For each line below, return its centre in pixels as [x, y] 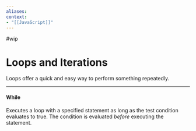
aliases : [17, 11]
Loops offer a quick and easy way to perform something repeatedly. [88, 79]
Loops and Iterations [57, 62]
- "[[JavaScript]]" [30, 22]
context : [17, 17]
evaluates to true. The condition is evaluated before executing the [85, 116]
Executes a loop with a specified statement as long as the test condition [92, 110]
